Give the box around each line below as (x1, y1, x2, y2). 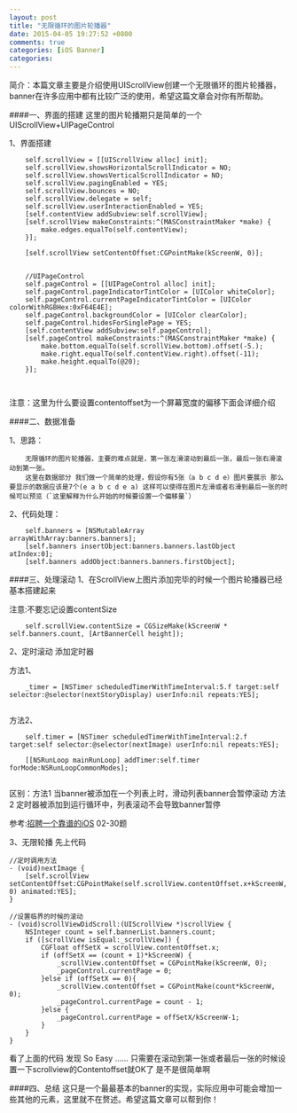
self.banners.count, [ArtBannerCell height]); (9, 630, 184, 639)
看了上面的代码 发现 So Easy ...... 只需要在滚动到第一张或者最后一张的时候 (9, 1053, 278, 1063)
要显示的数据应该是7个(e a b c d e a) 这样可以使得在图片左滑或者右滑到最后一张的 (9, 482, 282, 491)
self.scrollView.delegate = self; (25, 194, 152, 203)
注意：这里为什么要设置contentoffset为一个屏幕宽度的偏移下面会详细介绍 (9, 397, 277, 408)
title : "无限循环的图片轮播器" (9, 21, 112, 30)
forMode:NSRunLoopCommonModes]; (9, 764, 129, 772)
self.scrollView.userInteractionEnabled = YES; (25, 202, 204, 211)
